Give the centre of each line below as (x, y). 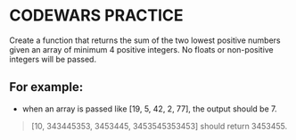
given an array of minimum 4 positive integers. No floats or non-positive (141, 49)
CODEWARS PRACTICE (97, 16)
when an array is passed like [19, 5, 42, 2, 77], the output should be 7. (149, 109)
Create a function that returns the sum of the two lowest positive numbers (145, 40)
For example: (46, 87)
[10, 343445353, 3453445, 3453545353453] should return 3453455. (159, 126)
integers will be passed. (53, 59)
